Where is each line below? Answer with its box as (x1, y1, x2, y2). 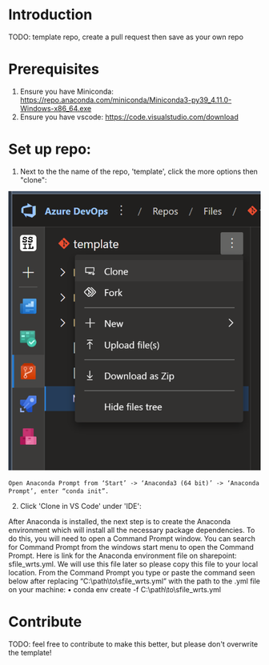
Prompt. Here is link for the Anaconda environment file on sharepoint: (8, 551, 238, 561)
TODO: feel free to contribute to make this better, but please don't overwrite (8, 639, 259, 649)
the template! (8, 648, 52, 658)
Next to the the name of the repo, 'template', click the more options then (19, 166, 259, 176)
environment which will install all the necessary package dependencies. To (8, 526, 255, 535)
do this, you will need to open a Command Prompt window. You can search (8, 534, 256, 543)
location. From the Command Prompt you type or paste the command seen (8, 568, 255, 578)
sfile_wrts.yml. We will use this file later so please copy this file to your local (8, 559, 259, 569)
